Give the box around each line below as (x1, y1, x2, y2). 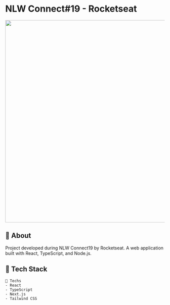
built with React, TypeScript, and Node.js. (5, 250, 92, 256)
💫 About (5, 231, 31, 240)
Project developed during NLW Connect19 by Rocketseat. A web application (5, 245, 163, 251)
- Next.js (5, 291, 26, 296)
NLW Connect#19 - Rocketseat (5, 3, 137, 15)
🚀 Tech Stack (5, 265, 48, 274)
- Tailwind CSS (5, 296, 37, 301)
